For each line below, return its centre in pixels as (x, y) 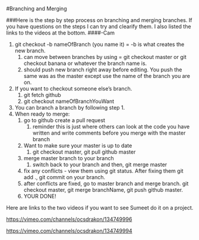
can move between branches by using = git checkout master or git (105, 57)
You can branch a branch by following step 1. (70, 107)
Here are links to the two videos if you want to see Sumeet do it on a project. (100, 208)
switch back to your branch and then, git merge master (100, 164)
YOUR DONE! (40, 196)
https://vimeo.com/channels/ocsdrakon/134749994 (69, 231)
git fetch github (42, 95)
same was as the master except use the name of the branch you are (107, 76)
